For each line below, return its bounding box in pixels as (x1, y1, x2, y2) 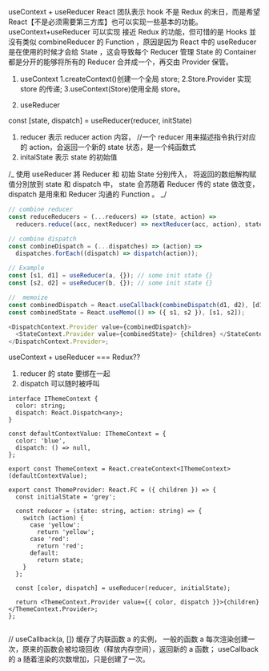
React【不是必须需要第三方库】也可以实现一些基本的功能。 (8, 17, 203, 26)
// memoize (8, 293, 48, 301)
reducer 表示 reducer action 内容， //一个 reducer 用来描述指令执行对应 (19, 132, 256, 142)
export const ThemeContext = (8, 465, 106, 473)
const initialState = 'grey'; (15, 493, 116, 501)
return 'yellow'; (37, 528, 94, 536)
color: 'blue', (15, 437, 66, 445)
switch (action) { (22, 514, 84, 523)
